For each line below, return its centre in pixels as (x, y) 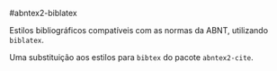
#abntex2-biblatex (44, 13)
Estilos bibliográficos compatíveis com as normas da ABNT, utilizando (138, 30)
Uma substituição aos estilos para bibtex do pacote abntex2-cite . (131, 57)
